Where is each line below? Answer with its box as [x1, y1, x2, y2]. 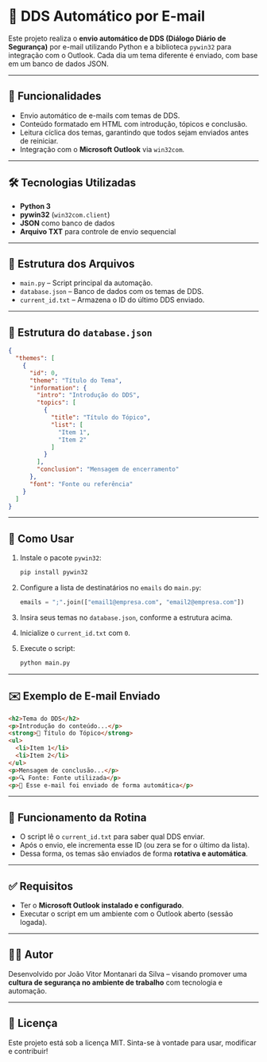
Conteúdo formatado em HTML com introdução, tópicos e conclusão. [19, 119, 248, 128]
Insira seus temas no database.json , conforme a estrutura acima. [19, 613, 233, 622]
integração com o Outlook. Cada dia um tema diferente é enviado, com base [8, 50, 258, 60]
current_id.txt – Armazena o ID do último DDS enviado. [19, 295, 205, 305]
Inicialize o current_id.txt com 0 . [19, 629, 131, 637]
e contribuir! [8, 1046, 48, 1056]
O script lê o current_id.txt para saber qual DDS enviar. [19, 832, 205, 841]
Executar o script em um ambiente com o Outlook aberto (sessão [19, 909, 234, 919]
